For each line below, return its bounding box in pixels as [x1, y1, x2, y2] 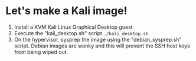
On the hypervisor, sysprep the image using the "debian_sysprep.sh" [14, 36, 182, 43]
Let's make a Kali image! [5, 4, 128, 18]
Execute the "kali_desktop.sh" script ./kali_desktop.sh [14, 29, 149, 36]
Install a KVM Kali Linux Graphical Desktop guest [14, 23, 133, 30]
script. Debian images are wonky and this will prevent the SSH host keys [14, 42, 190, 49]
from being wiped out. [14, 48, 68, 55]
